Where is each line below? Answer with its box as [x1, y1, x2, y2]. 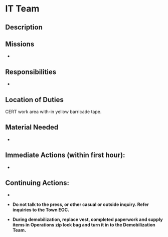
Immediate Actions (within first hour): [5, 151, 125, 159]
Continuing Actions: [5, 178, 69, 187]
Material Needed [5, 123, 59, 131]
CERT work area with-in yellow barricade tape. [5, 108, 102, 115]
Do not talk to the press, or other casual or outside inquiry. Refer [12, 201, 149, 207]
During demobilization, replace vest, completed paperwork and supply [12, 216, 163, 222]
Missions [5, 39, 35, 48]
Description [5, 23, 43, 31]
